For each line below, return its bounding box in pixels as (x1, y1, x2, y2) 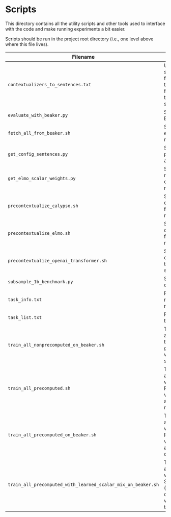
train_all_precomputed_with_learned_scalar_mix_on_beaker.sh (8, 481, 159, 487)
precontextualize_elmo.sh (8, 230, 71, 236)
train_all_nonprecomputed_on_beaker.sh (8, 342, 104, 348)
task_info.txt (8, 297, 42, 302)
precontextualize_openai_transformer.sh (8, 258, 107, 263)
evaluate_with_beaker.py (8, 112, 68, 118)
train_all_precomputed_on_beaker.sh (8, 432, 97, 437)
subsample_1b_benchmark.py (8, 279, 73, 284)
